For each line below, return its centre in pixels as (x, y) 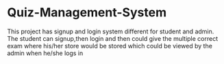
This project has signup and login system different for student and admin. (111, 31)
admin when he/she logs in (45, 53)
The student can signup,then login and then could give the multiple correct (113, 38)
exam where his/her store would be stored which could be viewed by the (110, 46)
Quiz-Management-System (87, 13)
